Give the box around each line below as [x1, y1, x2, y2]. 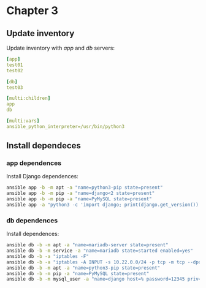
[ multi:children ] [6, 96, 51, 102]
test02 [6, 67, 23, 74]
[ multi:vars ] [6, 118, 40, 124]
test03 [6, 84, 23, 91]
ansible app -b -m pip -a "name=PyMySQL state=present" [6, 196, 152, 202]
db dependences [6, 216, 58, 224]
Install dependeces [6, 140, 82, 151]
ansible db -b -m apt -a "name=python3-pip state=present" [6, 265, 161, 271]
